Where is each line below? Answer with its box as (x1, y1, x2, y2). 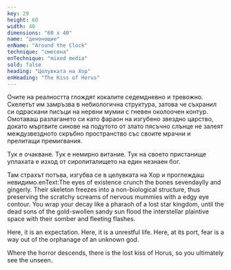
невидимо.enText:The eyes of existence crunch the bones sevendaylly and (7, 178, 221, 187)
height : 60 (7, 17, 39, 23)
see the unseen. (7, 256, 53, 264)
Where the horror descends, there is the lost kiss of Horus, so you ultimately (7, 249, 224, 257)
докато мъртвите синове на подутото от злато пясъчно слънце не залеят (7, 122, 223, 131)
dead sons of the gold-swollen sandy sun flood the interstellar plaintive (7, 207, 209, 216)
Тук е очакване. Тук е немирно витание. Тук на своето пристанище (7, 150, 207, 158)
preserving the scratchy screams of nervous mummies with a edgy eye (7, 193, 210, 201)
